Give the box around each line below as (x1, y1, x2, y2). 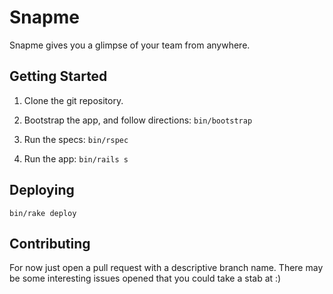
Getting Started (9, 68, 108, 85)
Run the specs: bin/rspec (23, 133, 129, 145)
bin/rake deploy (9, 208, 77, 218)
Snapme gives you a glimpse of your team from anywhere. (9, 39, 251, 51)
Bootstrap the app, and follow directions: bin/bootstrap (23, 114, 253, 126)
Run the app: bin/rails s (23, 152, 129, 165)
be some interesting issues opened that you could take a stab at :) (9, 272, 282, 285)
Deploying (9, 182, 75, 199)
